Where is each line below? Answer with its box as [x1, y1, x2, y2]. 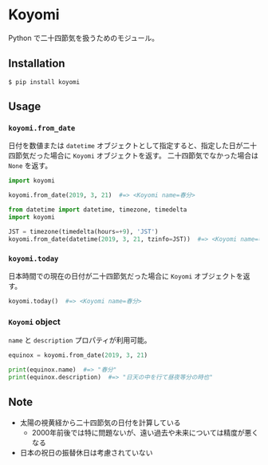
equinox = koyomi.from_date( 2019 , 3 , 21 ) [8, 351, 148, 359]
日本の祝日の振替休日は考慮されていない [19, 447, 153, 457]
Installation [8, 57, 65, 70]
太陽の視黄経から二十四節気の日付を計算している [19, 418, 181, 427]
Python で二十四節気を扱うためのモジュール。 [8, 33, 160, 42]
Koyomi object [8, 316, 61, 327]
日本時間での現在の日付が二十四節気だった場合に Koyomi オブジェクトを [8, 271, 243, 281]
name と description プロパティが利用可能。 [8, 335, 152, 345]
